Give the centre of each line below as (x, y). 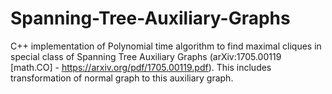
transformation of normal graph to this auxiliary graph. (122, 78)
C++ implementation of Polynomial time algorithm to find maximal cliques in (166, 46)
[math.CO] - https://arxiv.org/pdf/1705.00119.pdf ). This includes (141, 67)
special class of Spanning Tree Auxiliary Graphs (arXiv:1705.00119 (146, 56)
